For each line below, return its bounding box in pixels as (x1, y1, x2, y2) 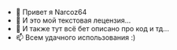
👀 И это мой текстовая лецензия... (15, 16, 131, 25)
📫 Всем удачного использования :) (15, 33, 136, 42)
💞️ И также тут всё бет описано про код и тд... (15, 24, 169, 33)
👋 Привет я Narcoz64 (15, 8, 87, 16)
